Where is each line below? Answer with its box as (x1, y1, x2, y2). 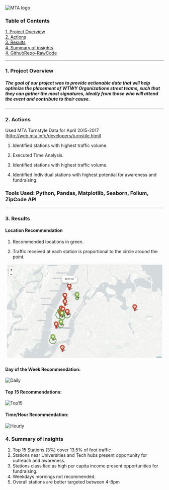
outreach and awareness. (12, 457, 65, 463)
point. (12, 254, 25, 260)
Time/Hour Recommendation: (5, 412, 69, 418)
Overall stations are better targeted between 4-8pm (12, 478, 120, 485)
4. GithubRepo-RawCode (5, 50, 57, 56)
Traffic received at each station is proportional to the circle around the (12, 248, 158, 254)
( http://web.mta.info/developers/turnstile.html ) (5, 133, 102, 139)
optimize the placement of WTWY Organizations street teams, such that (5, 85, 160, 91)
